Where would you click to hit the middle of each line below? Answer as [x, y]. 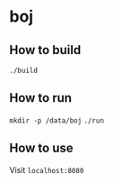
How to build [45, 50]
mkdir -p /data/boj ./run [57, 120]
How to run [41, 98]
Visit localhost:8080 [47, 169]
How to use [41, 148]
